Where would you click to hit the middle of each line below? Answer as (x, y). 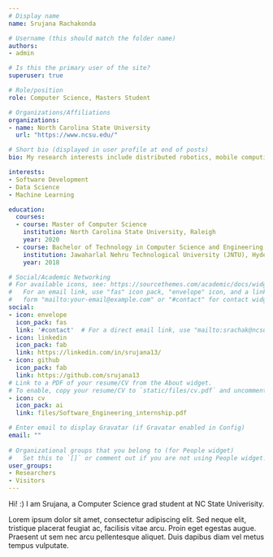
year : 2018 (41, 262)
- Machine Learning (41, 195)
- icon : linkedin (38, 337)
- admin (22, 54)
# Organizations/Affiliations (60, 112)
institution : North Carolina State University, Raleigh (120, 233)
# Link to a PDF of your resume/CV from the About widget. (110, 383)
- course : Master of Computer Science (82, 224)
